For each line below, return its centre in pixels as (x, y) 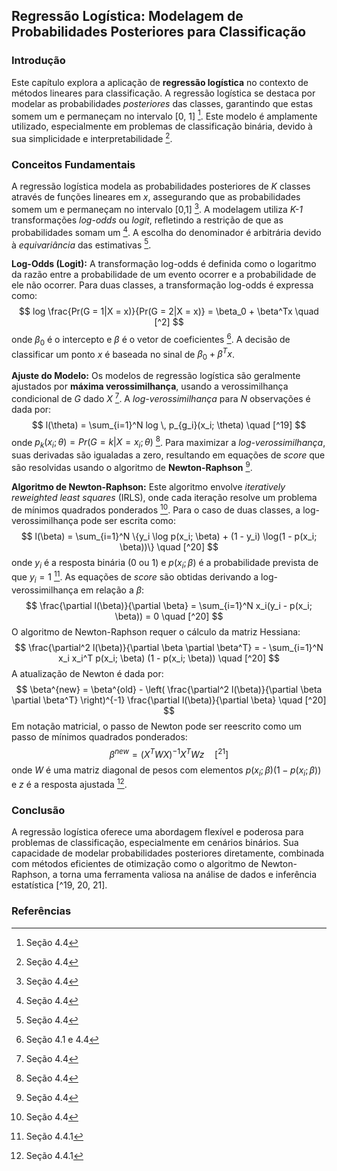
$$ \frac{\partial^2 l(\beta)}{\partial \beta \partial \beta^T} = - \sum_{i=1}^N (169, 647)
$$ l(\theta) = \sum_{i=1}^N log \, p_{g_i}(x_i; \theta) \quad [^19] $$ (169, 425)
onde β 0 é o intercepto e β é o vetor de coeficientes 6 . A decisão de (151, 340)
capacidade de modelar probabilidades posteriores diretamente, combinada (168, 853)
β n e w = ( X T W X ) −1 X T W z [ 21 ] (169, 753)
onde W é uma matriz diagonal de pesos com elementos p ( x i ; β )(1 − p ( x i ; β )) (166, 771)
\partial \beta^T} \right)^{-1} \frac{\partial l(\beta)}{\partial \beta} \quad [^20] (169, 700)
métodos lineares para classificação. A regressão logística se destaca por (163, 93)
